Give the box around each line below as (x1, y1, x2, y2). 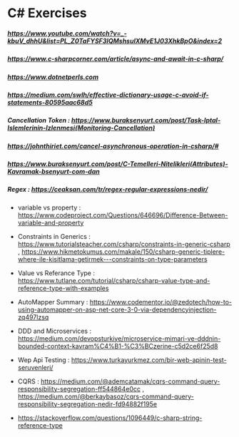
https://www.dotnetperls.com (7, 73, 98, 81)
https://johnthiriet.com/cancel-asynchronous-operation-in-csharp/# (7, 141, 219, 150)
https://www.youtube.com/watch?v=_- (7, 29, 127, 37)
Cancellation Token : (7, 116, 70, 125)
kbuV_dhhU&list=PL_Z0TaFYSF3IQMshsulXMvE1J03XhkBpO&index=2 (7, 36, 223, 45)
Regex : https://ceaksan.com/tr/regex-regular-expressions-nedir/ (7, 185, 208, 194)
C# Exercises (7, 5, 87, 21)
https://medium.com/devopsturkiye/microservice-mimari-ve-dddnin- (17, 334, 221, 343)
